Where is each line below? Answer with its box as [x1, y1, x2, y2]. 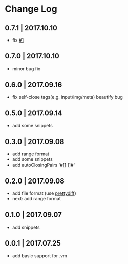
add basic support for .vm [12, 252, 67, 259]
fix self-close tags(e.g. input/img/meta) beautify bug [12, 94, 123, 100]
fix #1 [12, 37, 24, 43]
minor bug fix [12, 65, 40, 72]
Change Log [5, 3, 57, 15]
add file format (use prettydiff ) [12, 190, 76, 196]
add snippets [12, 224, 40, 230]
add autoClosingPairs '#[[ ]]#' [12, 162, 75, 168]
